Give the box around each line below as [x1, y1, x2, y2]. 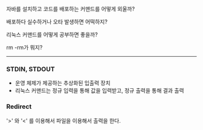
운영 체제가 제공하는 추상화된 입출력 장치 [14, 79, 111, 86]
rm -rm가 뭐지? [6, 44, 43, 51]
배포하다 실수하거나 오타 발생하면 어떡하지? [6, 18, 108, 25]
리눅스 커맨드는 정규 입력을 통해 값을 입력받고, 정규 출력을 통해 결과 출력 [14, 87, 184, 94]
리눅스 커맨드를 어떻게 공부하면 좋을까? [6, 31, 98, 38]
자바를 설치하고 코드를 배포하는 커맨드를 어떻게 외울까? [6, 5, 135, 12]
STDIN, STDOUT [6, 65, 56, 73]
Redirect [6, 102, 32, 111]
